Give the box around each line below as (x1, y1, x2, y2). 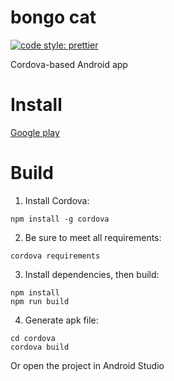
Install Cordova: (24, 194, 90, 206)
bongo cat (10, 6, 97, 29)
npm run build (10, 296, 70, 306)
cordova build (10, 342, 70, 352)
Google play (10, 126, 60, 138)
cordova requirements (10, 251, 101, 261)
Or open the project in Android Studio (10, 359, 165, 371)
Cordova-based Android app (10, 58, 128, 70)
